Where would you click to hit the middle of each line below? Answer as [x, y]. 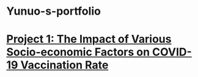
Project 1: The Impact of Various [89, 39]
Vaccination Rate [64, 65]
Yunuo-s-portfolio [53, 11]
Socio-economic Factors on [78, 52]
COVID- [172, 52]
